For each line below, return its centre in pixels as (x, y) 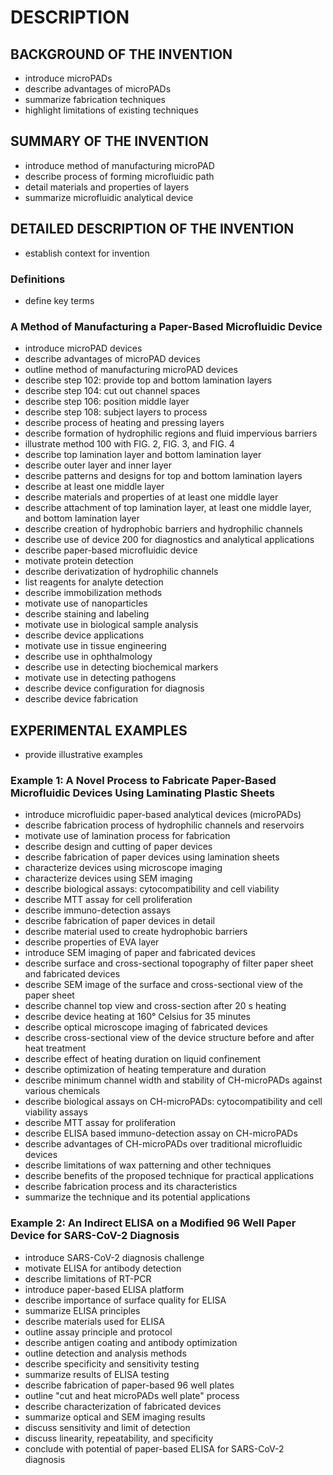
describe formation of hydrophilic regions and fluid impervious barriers (171, 433)
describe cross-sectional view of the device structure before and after (169, 1038)
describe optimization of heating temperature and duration (145, 1070)
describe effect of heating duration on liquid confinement (142, 1059)
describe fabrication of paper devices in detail (120, 921)
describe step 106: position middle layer (107, 402)
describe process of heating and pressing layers (124, 423)
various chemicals (62, 1091)
